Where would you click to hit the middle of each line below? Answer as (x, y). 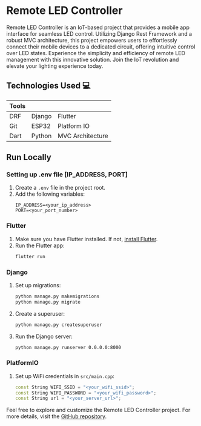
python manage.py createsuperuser (58, 325)
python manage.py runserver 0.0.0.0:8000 (68, 347)
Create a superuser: (40, 313)
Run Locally (29, 157)
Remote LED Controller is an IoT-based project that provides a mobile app (98, 27)
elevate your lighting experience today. (55, 66)
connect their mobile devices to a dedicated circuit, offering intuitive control (101, 47)
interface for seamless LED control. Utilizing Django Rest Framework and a (99, 33)
